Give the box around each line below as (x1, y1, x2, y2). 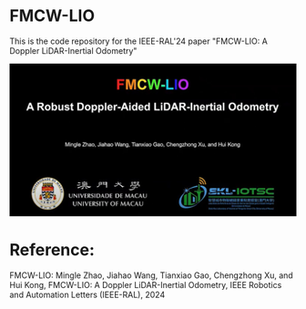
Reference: (9, 240, 96, 261)
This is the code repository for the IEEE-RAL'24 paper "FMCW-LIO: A (9, 36, 269, 46)
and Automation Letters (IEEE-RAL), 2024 (9, 289, 166, 301)
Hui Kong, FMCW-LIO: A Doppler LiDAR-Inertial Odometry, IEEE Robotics (9, 280, 282, 291)
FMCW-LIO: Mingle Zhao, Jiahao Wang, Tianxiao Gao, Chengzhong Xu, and (9, 270, 293, 281)
